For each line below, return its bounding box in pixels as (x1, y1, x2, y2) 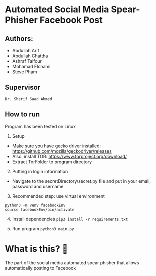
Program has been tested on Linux (5, 123, 76, 129)
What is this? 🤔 (5, 243, 68, 254)
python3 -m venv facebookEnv (5, 203, 66, 208)
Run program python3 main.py (12, 225, 74, 231)
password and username (12, 183, 64, 189)
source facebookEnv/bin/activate (5, 207, 75, 212)
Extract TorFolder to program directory (12, 159, 92, 165)
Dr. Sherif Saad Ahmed (5, 96, 52, 101)
